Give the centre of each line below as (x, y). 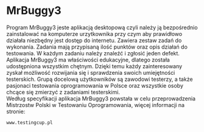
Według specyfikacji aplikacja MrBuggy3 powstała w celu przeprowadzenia (101, 99)
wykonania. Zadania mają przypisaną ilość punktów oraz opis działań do (97, 47)
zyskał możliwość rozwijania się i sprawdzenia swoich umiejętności (91, 72)
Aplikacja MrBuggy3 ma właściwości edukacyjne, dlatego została (88, 60)
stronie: (16, 111)
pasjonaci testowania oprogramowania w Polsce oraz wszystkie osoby (95, 85)
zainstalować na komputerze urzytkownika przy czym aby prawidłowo (94, 33)
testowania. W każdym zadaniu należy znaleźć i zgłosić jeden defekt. (93, 53)
